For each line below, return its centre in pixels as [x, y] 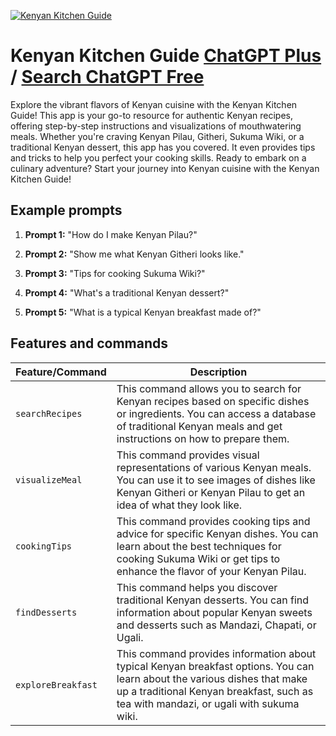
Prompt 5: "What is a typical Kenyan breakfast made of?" [143, 312]
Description [218, 372]
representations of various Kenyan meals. [214, 467]
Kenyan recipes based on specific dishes [213, 401]
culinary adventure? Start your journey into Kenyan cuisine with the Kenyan [165, 168]
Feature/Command [61, 372]
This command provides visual [188, 455]
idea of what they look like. [179, 505]
